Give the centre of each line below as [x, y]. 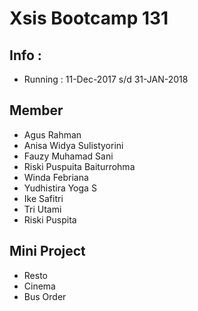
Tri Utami [42, 209]
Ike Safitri [43, 198]
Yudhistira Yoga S [60, 188]
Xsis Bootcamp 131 [89, 18]
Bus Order [45, 296]
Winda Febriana [56, 177]
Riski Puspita [50, 219]
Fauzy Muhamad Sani [68, 156]
